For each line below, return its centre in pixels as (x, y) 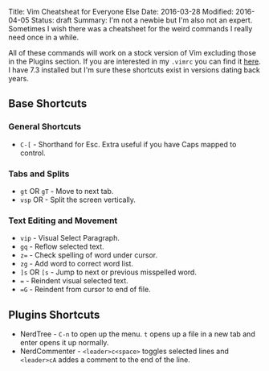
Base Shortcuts (48, 104)
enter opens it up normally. (64, 343)
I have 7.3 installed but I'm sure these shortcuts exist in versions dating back (134, 70)
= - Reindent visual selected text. (74, 281)
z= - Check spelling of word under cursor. (89, 255)
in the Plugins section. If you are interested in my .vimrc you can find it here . (134, 61)
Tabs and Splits (39, 174)
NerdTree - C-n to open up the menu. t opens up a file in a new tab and (137, 334)
